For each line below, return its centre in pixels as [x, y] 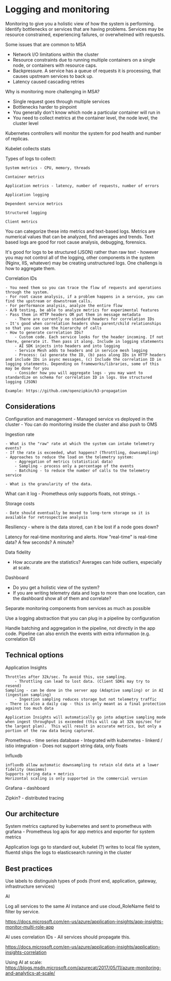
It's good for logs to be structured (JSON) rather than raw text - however [82, 252]
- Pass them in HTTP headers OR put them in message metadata [73, 314]
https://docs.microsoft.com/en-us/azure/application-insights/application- [83, 947]
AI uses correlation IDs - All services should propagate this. [68, 937]
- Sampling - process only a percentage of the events [74, 466]
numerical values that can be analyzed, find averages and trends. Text [79, 236]
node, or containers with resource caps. [55, 65]
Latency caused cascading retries [48, 81]
